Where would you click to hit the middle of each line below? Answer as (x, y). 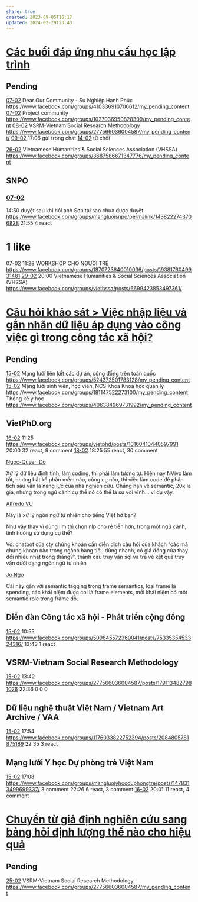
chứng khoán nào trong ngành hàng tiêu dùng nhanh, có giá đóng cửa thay (97, 550)
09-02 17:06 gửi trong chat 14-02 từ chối (60, 138)
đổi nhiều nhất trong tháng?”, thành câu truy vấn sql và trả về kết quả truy (95, 557)
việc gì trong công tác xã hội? (80, 337)
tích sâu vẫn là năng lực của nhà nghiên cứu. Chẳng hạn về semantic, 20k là (99, 486)
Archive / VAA (33, 717)
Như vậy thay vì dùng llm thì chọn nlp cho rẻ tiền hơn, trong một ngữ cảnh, (96, 526)
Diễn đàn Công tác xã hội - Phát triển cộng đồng (96, 617)
